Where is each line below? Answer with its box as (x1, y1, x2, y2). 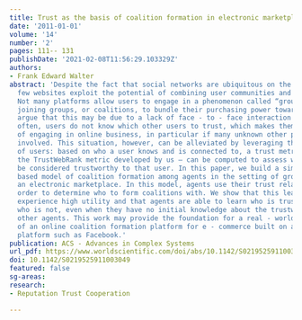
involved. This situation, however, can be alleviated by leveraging (17, 138, 283, 147)
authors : (9, 64, 42, 73)
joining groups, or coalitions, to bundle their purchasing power (17, 105, 271, 114)
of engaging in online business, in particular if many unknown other (17, 130, 288, 139)
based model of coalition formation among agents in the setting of (17, 172, 280, 181)
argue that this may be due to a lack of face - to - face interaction (17, 113, 292, 122)
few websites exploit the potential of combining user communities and (17, 88, 292, 97)
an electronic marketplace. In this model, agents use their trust (17, 181, 276, 190)
